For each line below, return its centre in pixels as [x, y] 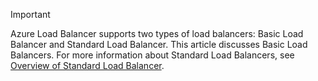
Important [30, 14]
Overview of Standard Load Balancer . [87, 65]
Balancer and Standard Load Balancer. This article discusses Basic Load [159, 44]
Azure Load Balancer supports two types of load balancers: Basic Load [157, 33]
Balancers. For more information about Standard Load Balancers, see [152, 55]
